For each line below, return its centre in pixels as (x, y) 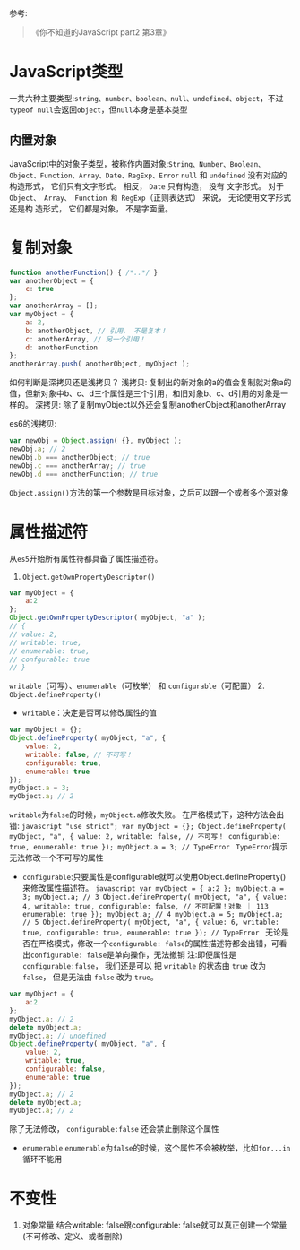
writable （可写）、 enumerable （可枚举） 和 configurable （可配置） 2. (137, 686)
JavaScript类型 (66, 72)
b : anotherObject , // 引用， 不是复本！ (96, 331)
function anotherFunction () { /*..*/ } (84, 272)
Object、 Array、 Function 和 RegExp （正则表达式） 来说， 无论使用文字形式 (150, 197)
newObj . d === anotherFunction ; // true (84, 474)
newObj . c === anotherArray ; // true (77, 466)
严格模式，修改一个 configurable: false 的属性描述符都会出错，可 (159, 944)
